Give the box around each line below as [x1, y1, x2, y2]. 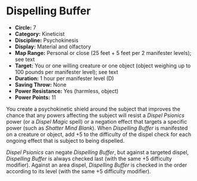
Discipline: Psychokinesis [14, 36, 79, 44]
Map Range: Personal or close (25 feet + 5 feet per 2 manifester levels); [14, 49, 192, 56]
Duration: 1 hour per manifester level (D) [14, 75, 114, 82]
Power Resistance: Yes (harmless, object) [14, 87, 119, 94]
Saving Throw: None [14, 81, 67, 88]
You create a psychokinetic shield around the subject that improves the [6, 105, 180, 112]
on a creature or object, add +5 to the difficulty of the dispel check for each [6, 130, 192, 138]
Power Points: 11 [14, 94, 57, 101]
